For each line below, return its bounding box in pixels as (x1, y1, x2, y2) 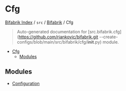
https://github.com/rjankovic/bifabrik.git (18, 34, 98, 40)
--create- (99, 34, 118, 40)
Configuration (12, 80, 40, 86)
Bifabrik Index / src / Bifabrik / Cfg (5, 19, 74, 25)
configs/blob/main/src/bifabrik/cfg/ (16, 39, 88, 45)
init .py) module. (87, 39, 119, 45)
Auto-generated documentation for (16, 29, 87, 34)
